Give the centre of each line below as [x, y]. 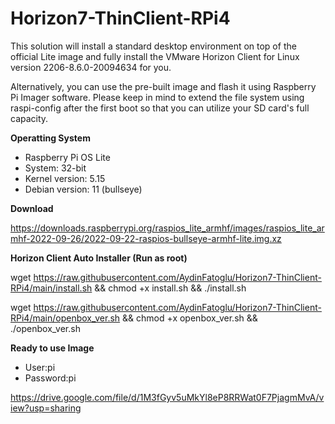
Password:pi [50, 378]
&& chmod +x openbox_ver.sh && [190, 318]
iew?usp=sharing [46, 408]
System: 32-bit [55, 168]
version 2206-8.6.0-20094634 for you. [91, 67]
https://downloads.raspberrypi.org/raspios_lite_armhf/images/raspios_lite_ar [167, 228]
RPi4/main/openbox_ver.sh [65, 318]
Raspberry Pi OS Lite [67, 157]
